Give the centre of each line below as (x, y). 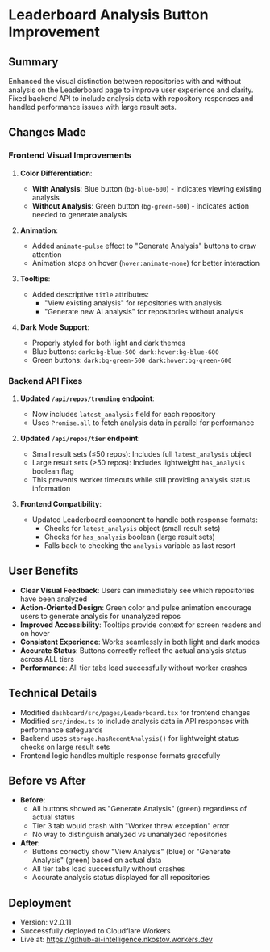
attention (47, 254)
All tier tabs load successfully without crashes (108, 869)
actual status (53, 817)
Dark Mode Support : (55, 327)
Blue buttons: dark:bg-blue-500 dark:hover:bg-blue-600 (125, 351)
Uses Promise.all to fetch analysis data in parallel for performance (143, 423)
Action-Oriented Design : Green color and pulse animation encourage (136, 607)
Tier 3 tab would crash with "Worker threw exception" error (131, 826)
